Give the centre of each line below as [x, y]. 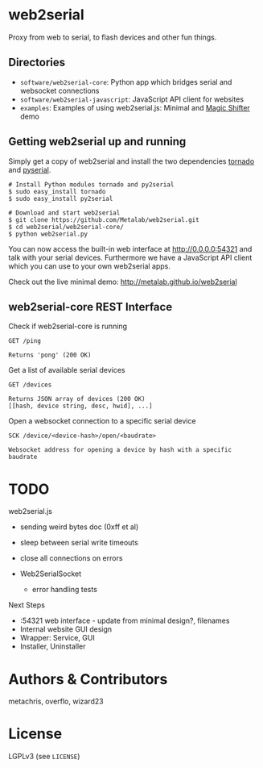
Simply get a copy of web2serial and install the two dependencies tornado [131, 161]
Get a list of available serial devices [67, 370]
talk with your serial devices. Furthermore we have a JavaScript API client [130, 257]
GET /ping [25, 341]
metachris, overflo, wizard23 [56, 701]
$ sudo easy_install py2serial [61, 198]
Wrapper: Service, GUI [57, 638]
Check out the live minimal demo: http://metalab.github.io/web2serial [123, 282]
